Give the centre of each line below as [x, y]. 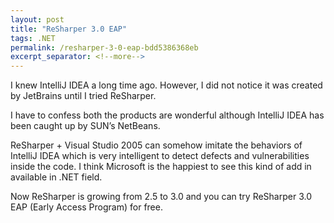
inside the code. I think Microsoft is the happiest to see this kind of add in [161, 167]
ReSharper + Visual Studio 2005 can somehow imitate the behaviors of [156, 145]
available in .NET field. [56, 177]
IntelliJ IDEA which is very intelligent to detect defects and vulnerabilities [160, 156]
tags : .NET [33, 38]
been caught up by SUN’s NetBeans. [85, 126]
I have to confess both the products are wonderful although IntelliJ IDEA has [167, 115]
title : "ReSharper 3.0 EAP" [69, 29]
